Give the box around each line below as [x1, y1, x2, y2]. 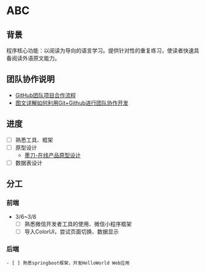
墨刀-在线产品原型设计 [24, 151, 81, 159]
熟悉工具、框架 [15, 136, 53, 144]
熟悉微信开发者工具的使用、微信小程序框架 [24, 220, 132, 227]
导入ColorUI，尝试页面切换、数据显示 [24, 227, 119, 235]
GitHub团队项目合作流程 [15, 91, 76, 98]
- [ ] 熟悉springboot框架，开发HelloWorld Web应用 [6, 260, 130, 266]
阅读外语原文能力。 [11, 54, 60, 62]
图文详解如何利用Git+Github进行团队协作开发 [15, 99, 129, 106]
